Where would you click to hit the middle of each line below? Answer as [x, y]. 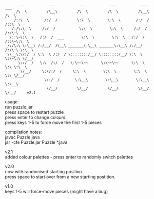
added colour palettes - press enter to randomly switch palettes [69, 157]
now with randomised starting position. [44, 171]
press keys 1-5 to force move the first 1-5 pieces [54, 122]
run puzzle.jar [19, 107]
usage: [12, 102]
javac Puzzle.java [22, 137]
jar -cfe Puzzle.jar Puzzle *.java [36, 142]
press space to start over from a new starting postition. [60, 177]
